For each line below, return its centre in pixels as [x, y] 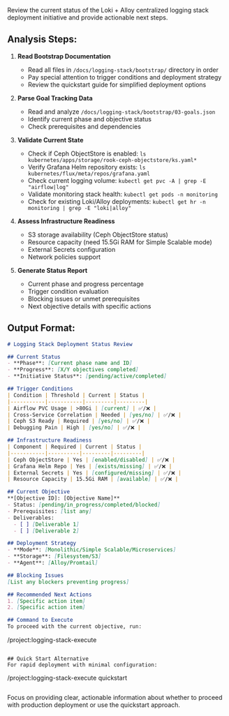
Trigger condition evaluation [68, 291]
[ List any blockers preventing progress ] [68, 582]
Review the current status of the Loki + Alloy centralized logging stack [108, 10]
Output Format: [41, 328]
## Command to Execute [40, 620]
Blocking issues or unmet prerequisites [84, 299]
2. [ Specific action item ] [46, 607]
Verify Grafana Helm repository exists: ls [87, 167]
